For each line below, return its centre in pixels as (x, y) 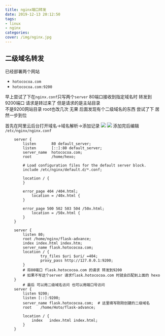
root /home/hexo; (49, 157)
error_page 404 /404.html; (50, 191)
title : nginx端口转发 (26, 10)
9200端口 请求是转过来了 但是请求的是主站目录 (53, 103)
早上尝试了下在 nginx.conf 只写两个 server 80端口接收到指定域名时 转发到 (78, 96)
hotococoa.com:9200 (32, 87)
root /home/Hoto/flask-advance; (59, 307)
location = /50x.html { (56, 213)
